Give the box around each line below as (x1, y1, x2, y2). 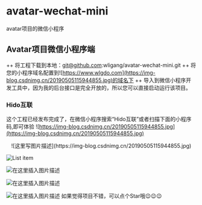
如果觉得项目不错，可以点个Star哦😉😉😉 (61, 192, 162, 200)
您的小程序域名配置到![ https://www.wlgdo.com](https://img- (6, 69, 156, 76)
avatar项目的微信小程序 (6, 25, 65, 32)
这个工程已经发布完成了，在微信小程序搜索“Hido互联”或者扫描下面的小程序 (6, 116, 192, 123)
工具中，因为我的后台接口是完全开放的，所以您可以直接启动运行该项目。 (11, 84, 191, 91)
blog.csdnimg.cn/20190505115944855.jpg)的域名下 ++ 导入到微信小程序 (6, 77, 186, 84)
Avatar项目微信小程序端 (6, 44, 95, 55)
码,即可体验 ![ (6, 123, 40, 130)
